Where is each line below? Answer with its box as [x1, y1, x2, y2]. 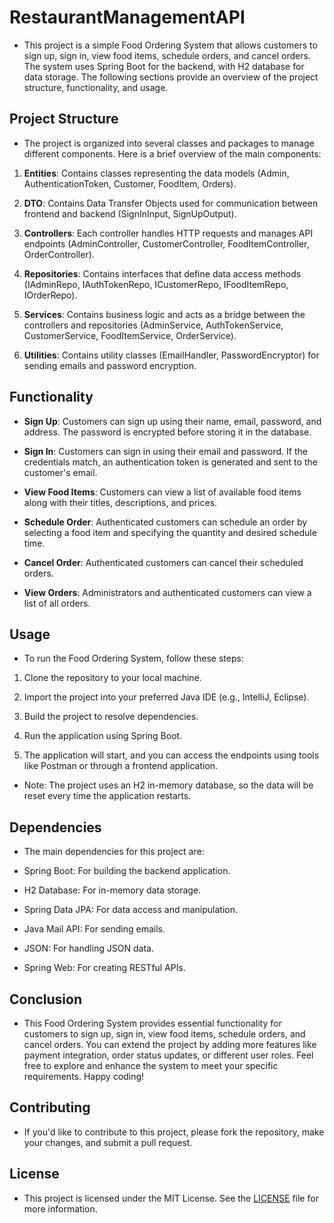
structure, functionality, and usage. [23, 81, 169, 93]
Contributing [9, 1099, 91, 1116]
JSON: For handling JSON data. [23, 942, 155, 955]
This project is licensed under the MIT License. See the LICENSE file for [23, 1192, 319, 1204]
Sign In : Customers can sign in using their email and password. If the [23, 445, 308, 457]
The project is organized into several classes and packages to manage [23, 137, 315, 149]
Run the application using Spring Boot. [23, 730, 183, 742]
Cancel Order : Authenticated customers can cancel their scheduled [23, 556, 304, 568]
